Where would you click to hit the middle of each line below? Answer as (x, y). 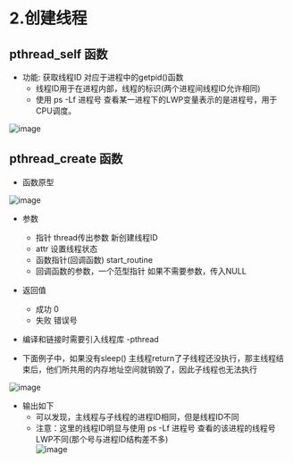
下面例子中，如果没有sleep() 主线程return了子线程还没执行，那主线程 (149, 358)
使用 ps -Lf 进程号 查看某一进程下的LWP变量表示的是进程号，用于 (156, 100)
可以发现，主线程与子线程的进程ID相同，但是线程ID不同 (137, 417)
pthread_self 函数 (59, 54)
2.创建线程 (48, 18)
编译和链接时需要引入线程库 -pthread (90, 339)
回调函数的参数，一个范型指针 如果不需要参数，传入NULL (141, 271)
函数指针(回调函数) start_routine (94, 259)
